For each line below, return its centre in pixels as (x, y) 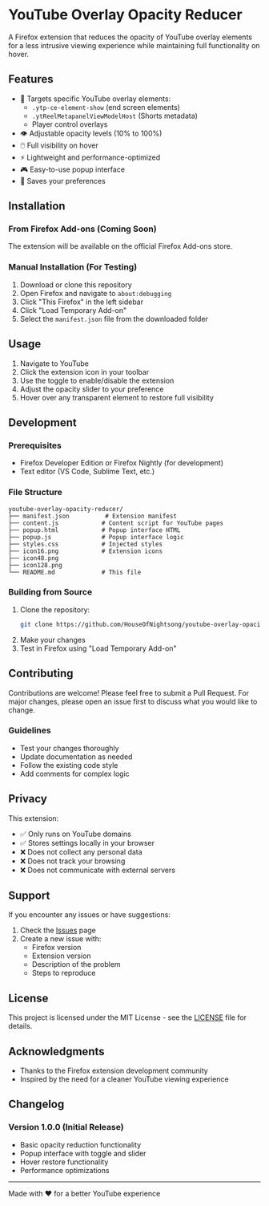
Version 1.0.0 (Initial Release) (66, 1127)
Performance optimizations (64, 1170)
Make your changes (52, 640)
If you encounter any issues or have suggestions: (89, 915)
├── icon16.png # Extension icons (85, 551)
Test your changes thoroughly (69, 748)
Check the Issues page (58, 930)
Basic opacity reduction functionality (80, 1144)
